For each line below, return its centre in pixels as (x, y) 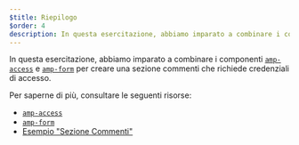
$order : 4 (28, 26)
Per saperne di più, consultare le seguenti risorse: (101, 95)
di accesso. (30, 78)
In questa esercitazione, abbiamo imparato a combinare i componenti (136, 60)
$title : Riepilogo (43, 17)
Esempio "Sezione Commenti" (77, 132)
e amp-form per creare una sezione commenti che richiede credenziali (162, 68)
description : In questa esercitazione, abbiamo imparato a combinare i (145, 34)
